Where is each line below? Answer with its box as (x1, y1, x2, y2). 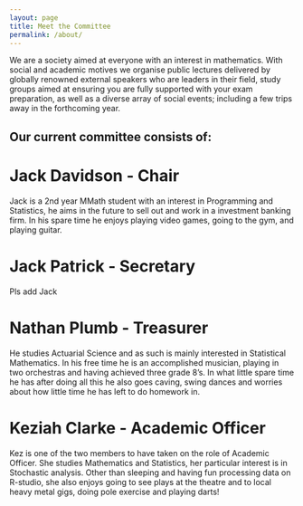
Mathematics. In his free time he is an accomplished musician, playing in (9, 357, 279, 368)
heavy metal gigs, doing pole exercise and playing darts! (9, 486, 220, 497)
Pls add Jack (9, 286, 58, 297)
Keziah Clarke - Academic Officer (9, 417, 267, 438)
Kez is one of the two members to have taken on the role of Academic (9, 447, 270, 458)
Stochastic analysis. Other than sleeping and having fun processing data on (9, 467, 291, 478)
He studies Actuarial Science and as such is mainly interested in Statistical (9, 348, 287, 358)
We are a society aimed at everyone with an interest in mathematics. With (9, 55, 283, 66)
